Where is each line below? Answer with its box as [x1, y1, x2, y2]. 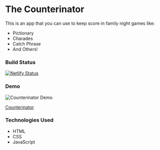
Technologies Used [5, 117, 54, 124]
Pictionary [12, 30, 34, 36]
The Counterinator [5, 4, 85, 15]
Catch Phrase [12, 40, 41, 46]
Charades [12, 35, 33, 41]
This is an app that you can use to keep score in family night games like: [5, 20, 155, 26]
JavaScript [12, 139, 35, 145]
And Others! [12, 46, 38, 52]
